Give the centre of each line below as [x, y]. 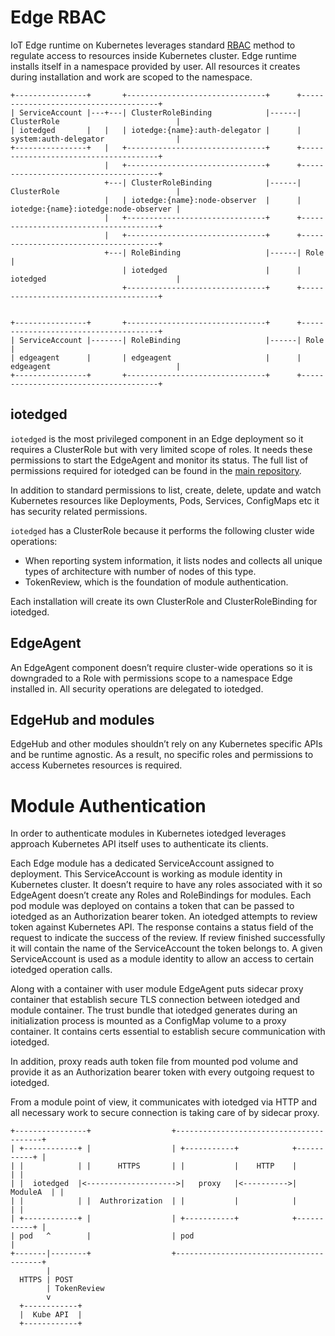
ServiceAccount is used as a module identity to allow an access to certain [162, 959]
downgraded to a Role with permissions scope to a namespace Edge [151, 678]
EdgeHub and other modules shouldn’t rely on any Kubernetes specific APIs [166, 744]
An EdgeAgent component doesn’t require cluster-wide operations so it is [161, 667]
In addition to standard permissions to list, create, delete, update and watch [166, 490]
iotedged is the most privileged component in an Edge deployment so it [157, 438]
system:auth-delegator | [96, 139]
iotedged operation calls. [61, 970]
